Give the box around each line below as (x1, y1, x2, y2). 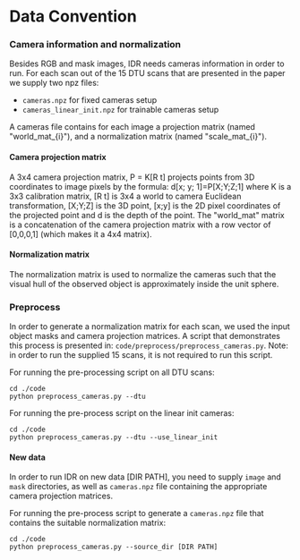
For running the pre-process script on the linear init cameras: (9, 408, 235, 419)
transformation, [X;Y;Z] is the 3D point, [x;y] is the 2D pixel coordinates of (9, 199, 281, 211)
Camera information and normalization (9, 38, 182, 51)
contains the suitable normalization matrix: (9, 517, 167, 529)
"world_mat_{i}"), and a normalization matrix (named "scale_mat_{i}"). (9, 132, 267, 142)
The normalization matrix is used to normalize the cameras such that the (9, 268, 277, 279)
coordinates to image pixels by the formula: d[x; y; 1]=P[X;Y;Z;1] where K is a (9, 181, 292, 191)
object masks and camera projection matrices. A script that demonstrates (9, 331, 280, 342)
